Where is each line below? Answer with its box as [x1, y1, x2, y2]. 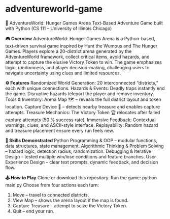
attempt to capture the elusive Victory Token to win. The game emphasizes [5, 59, 162, 65]
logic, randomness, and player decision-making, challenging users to [5, 64, 150, 70]
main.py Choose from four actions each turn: [5, 182, 99, 188]
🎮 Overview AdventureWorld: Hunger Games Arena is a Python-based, [5, 35, 156, 41]
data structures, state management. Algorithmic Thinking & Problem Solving [5, 143, 164, 149]
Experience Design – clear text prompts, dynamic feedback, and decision [5, 159, 158, 165]
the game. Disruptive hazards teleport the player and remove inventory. [5, 90, 154, 97]
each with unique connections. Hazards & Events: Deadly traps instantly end [5, 85, 165, 91]
